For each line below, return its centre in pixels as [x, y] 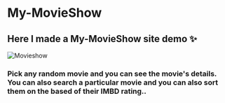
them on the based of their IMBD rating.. [77, 91]
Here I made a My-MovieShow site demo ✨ [102, 39]
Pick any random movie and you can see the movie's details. [112, 74]
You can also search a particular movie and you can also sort [113, 82]
